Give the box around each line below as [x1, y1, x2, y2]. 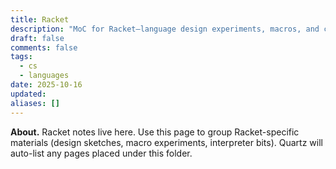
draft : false [10, 33, 65, 43]
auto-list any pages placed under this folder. [10, 147, 193, 159]
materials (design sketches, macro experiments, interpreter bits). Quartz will [10, 136, 323, 148]
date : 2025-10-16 [10, 80, 83, 90]
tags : [10, 52, 33, 62]
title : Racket [10, 14, 70, 25]
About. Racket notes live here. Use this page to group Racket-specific [10, 126, 300, 138]
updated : [10, 89, 47, 99]
